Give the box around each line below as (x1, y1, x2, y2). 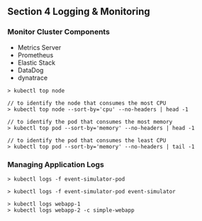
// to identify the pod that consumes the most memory (7, 118, 173, 125)
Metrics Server (17, 43, 62, 52)
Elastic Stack (17, 58, 55, 67)
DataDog (17, 65, 44, 74)
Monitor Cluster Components (7, 27, 110, 37)
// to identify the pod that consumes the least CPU (7, 136, 167, 144)
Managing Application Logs (7, 159, 104, 169)
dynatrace (17, 73, 48, 82)
